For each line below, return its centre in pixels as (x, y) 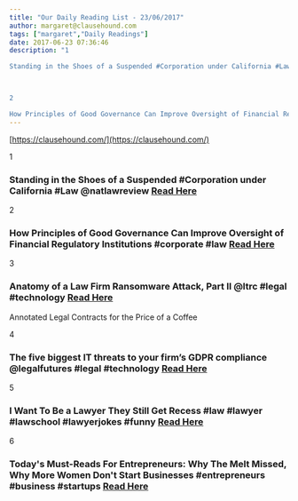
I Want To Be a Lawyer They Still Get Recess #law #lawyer (136, 410)
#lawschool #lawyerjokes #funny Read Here (106, 421)
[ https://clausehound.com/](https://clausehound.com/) (110, 139)
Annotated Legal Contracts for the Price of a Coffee (103, 317)
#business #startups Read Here (79, 487)
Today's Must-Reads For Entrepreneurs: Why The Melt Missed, (148, 465)
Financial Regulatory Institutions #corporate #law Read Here (142, 243)
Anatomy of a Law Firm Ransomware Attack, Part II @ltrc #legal (148, 287)
